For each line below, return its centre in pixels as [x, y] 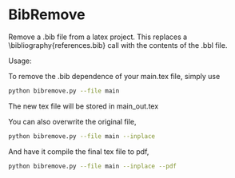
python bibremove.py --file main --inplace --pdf [93, 166]
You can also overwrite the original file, [73, 121]
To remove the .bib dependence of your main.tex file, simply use [114, 76]
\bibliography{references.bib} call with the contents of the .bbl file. [118, 45]
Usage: [20, 61]
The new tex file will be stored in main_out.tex [84, 106]
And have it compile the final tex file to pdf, [79, 151]
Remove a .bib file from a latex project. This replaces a [98, 37]
